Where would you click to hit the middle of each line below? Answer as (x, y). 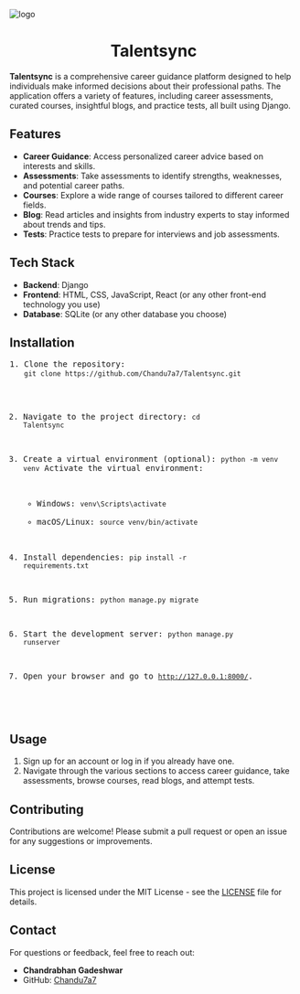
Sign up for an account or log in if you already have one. (129, 761)
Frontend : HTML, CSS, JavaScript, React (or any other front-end (145, 294)
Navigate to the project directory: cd (112, 417)
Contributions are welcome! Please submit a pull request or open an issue (149, 831)
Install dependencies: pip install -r (105, 557)
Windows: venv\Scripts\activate (101, 504)
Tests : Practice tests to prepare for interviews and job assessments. (151, 234)
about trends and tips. (64, 224)
